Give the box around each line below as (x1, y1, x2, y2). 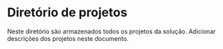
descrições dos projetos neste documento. (7, 34, 129, 42)
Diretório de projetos (7, 5, 127, 20)
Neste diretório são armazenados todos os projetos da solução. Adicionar (7, 27, 216, 35)
